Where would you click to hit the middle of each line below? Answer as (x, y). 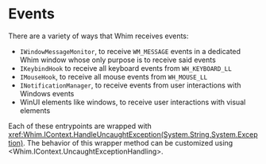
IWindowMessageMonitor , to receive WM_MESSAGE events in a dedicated (130, 51)
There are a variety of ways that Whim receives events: (98, 36)
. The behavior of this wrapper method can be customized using (128, 143)
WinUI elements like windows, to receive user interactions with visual (133, 102)
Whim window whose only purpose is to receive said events (118, 60)
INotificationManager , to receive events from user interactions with (130, 85)
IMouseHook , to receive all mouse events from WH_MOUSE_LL (114, 76)
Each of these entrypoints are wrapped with (80, 126)
